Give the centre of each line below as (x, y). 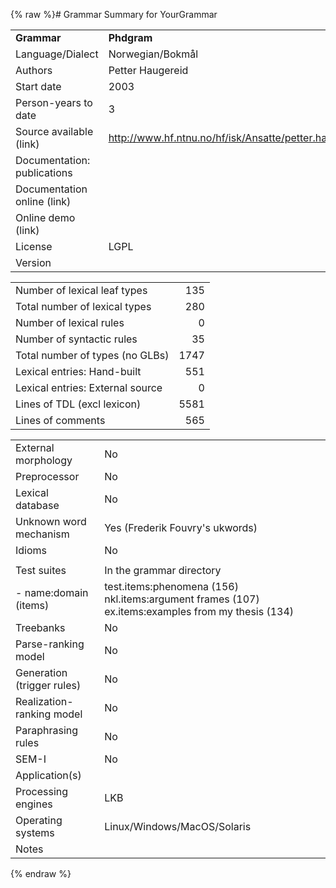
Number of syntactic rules (76, 339)
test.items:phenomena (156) (171, 586)
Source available (54, 131)
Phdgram (130, 37)
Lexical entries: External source (89, 387)
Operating (39, 820)
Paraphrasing (47, 730)
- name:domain (52, 592)
